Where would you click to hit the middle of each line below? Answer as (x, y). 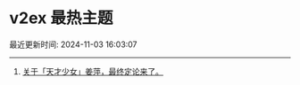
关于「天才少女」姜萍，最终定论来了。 (92, 71)
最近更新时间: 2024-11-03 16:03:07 (73, 44)
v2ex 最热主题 (61, 18)
